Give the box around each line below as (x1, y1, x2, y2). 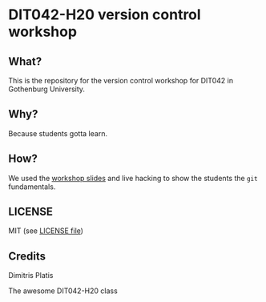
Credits (8, 249, 46, 263)
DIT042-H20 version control (8, 6, 202, 24)
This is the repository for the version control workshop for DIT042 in (8, 76, 234, 85)
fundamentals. (8, 182, 56, 191)
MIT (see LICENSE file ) (8, 226, 84, 236)
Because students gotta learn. (8, 128, 108, 138)
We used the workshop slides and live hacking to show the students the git (8, 173, 258, 183)
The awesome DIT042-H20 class (8, 286, 118, 296)
